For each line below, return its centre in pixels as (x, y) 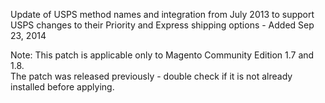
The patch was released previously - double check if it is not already (151, 76)
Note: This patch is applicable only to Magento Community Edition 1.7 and (162, 55)
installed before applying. (62, 87)
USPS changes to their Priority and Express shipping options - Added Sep (162, 25)
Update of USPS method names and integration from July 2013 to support (162, 14)
